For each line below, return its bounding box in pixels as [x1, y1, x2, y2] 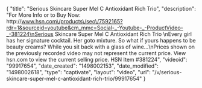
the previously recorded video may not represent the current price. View [6, 50, 186, 56]
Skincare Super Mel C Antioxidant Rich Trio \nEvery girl [54, 31, 192, 38]
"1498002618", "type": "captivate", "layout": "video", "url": [6, 69, 151, 75]
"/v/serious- [151, 69, 182, 75]
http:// [6, 18, 22, 25]
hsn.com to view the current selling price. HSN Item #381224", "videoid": [6, 56, 188, 63]
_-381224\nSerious [6, 31, 54, 38]
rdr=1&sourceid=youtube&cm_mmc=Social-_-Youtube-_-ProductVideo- [6, 24, 183, 31]
